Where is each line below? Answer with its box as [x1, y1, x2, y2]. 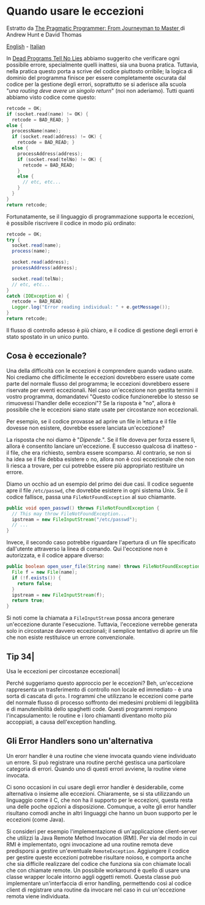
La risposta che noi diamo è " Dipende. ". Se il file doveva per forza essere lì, [6, 436, 196, 443]
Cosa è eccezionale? [6, 351, 87, 361]
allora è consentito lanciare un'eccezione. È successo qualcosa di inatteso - [6, 442, 197, 450]
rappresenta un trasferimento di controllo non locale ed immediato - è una [6, 685, 192, 693]
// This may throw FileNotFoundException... [12, 511, 127, 517]
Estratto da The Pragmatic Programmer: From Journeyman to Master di [6, 24, 185, 32]
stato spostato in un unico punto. [6, 333, 90, 340]
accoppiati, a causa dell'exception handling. [6, 718, 117, 726]
